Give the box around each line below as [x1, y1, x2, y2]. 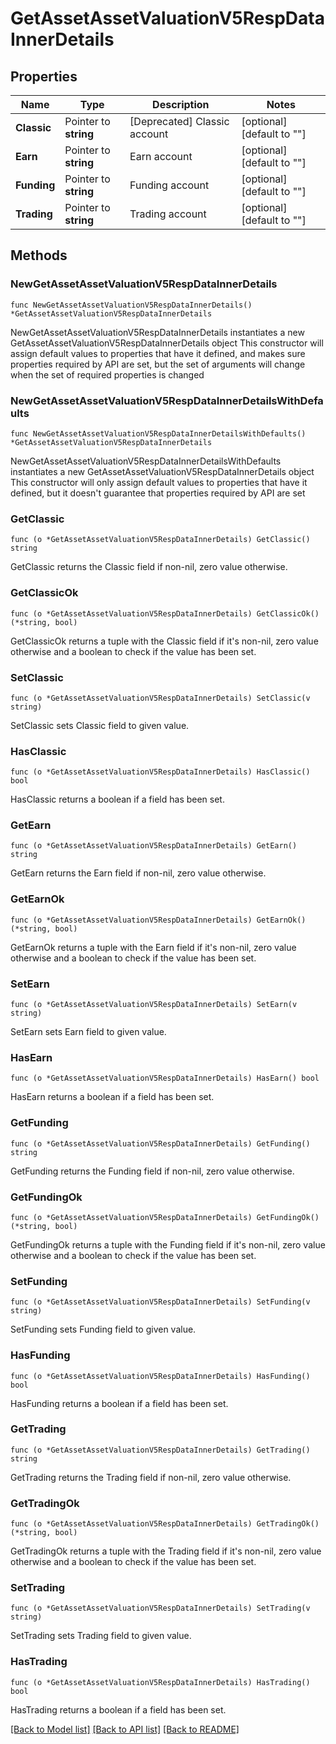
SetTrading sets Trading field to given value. [10, 1630, 192, 1642]
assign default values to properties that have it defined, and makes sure [10, 347, 306, 359]
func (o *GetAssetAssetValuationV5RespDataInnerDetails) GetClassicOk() [10, 608, 320, 619]
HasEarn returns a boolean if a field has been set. [10, 1091, 215, 1103]
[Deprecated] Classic [129, 115, 230, 128]
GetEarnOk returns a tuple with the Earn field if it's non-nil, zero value [10, 941, 297, 953]
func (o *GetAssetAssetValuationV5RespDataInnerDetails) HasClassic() [10, 767, 311, 777]
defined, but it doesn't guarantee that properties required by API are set [10, 487, 306, 499]
